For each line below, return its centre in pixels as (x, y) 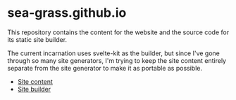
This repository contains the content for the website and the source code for (118, 32)
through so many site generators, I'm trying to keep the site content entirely (117, 60)
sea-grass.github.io (67, 13)
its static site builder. (37, 39)
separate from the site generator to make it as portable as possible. (105, 68)
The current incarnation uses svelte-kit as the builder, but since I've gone (114, 53)
